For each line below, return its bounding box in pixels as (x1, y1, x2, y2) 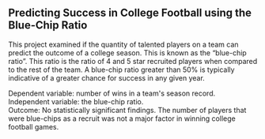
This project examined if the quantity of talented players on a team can (8, 39, 239, 49)
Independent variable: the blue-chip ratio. (8, 96, 144, 106)
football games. (8, 122, 59, 131)
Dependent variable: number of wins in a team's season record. (8, 88, 216, 98)
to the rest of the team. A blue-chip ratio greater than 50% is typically (8, 65, 235, 74)
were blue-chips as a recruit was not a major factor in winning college (8, 114, 236, 123)
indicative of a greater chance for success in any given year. (8, 73, 206, 82)
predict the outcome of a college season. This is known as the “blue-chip (8, 47, 247, 58)
